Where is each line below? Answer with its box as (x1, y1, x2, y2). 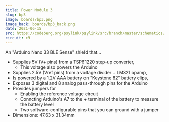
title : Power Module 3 (5, 7, 53, 13)
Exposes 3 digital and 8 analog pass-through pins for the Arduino (12, 80, 148, 86)
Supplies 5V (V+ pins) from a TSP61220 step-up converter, (12, 59, 135, 65)
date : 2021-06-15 (5, 26, 42, 31)
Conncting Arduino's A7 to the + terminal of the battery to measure (20, 96, 159, 102)
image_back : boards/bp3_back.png (5, 21, 75, 27)
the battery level (20, 101, 54, 107)
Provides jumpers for (12, 85, 56, 91)
